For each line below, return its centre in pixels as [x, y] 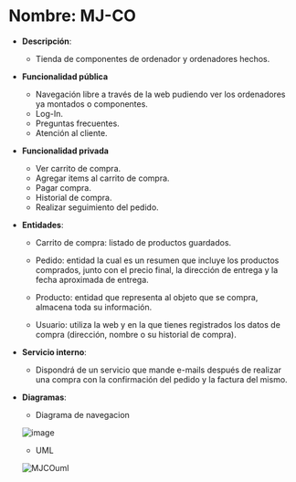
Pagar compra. [63, 187]
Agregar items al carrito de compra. [102, 178]
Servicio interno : [54, 351]
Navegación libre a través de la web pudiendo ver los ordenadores [160, 94]
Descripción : [47, 41]
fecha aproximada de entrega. [92, 279]
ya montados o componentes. [91, 104]
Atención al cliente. [71, 132]
